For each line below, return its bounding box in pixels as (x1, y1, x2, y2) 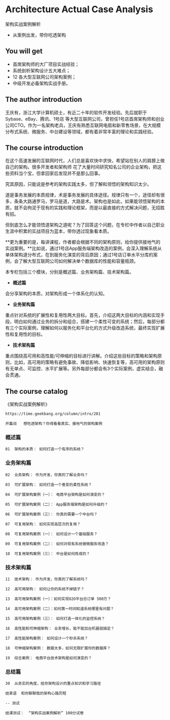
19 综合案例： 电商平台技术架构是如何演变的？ (5, 655, 92, 661)
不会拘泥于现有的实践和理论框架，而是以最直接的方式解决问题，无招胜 (18, 205, 165, 211)
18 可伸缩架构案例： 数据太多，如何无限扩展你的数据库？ (5, 646, 111, 651)
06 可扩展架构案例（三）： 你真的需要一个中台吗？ (5, 511, 98, 517)
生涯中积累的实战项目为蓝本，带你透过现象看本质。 (5, 228, 112, 235)
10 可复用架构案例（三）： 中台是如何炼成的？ (5, 551, 90, 556)
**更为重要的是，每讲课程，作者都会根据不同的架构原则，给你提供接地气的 (5, 239, 161, 245)
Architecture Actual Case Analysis (5, 4, 153, 15)
